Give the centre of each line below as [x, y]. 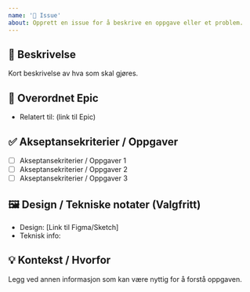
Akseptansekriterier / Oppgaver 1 [73, 160]
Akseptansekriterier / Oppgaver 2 [73, 169]
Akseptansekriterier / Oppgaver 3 [73, 178]
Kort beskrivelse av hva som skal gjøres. [73, 73]
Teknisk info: [40, 235]
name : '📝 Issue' [34, 15]
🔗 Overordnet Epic [54, 98]
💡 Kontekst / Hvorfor [60, 260]
